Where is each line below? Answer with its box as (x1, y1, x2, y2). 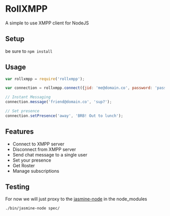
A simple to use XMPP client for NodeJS (5, 20, 90, 26)
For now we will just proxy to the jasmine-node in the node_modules (5, 196, 148, 202)
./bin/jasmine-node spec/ (5, 206, 60, 211)
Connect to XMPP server (12, 141, 65, 147)
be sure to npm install (5, 48, 53, 54)
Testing (5, 182, 30, 191)
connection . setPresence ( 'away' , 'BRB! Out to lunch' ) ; (5, 113, 123, 118)
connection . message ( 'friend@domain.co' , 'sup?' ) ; (5, 100, 112, 105)
